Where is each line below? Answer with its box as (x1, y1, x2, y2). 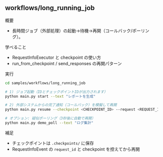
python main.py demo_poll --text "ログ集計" (5, 121, 94, 125)
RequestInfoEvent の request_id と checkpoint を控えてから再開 (12, 146, 140, 152)
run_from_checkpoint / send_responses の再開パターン (12, 60, 122, 66)
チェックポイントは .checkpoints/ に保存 (12, 140, 94, 146)
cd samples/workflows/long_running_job (5, 80, 86, 86)
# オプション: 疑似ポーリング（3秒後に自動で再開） (5, 116, 96, 121)
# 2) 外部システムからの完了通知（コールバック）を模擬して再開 (5, 103, 117, 107)
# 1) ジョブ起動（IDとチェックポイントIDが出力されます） (5, 89, 108, 94)
